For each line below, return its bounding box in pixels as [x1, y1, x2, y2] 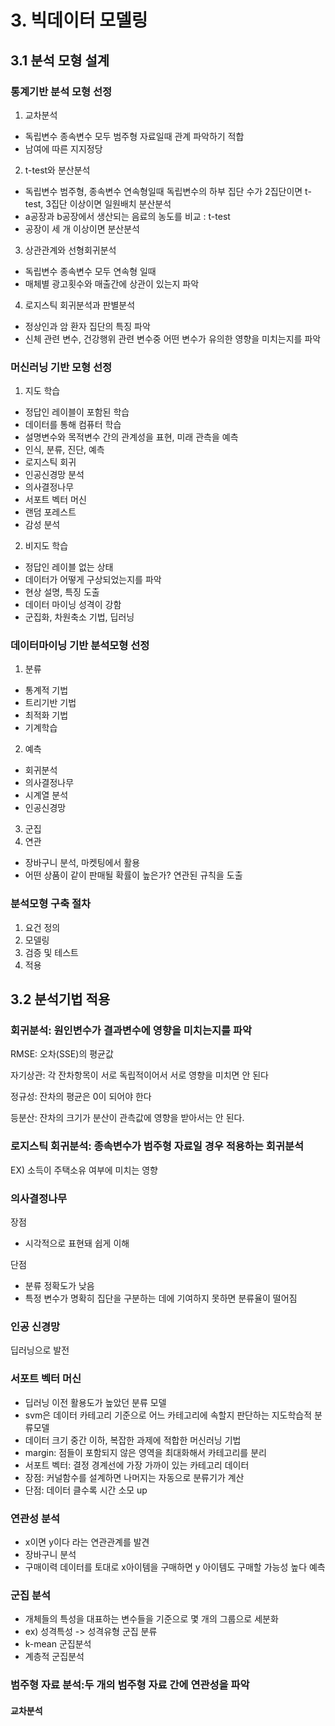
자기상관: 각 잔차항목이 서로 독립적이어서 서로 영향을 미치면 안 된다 [10, 1069, 269, 1081]
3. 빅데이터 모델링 [10, 9, 148, 32]
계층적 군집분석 [24, 1651, 85, 1663]
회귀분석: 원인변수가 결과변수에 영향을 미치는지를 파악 [10, 1024, 253, 1038]
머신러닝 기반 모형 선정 [10, 360, 113, 374]
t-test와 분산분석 [24, 164, 91, 176]
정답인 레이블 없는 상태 [24, 561, 114, 573]
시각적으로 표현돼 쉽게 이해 [24, 1237, 130, 1250]
